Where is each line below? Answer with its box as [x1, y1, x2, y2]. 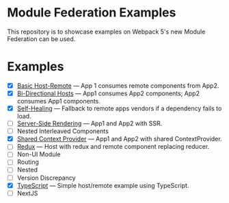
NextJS [16, 189, 38, 197]
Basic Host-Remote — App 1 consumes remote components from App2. [16, 81, 219, 90]
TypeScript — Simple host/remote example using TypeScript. [16, 181, 189, 189]
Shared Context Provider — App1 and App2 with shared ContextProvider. [16, 135, 222, 143]
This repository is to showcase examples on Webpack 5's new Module [7, 27, 206, 36]
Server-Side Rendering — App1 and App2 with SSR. [16, 119, 163, 128]
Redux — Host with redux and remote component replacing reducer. [16, 143, 210, 151]
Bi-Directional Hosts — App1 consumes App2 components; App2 [16, 89, 200, 97]
